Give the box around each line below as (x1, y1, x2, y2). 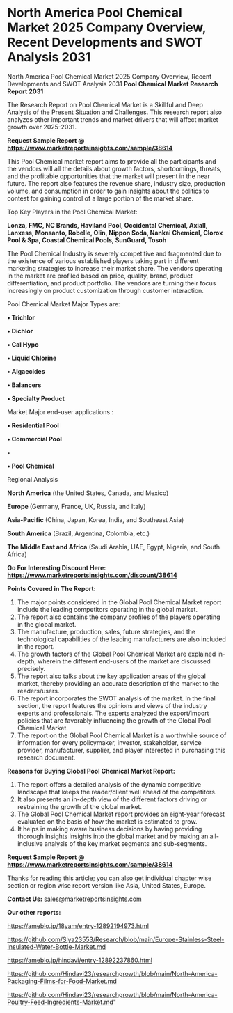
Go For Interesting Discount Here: (7, 563, 106, 572)
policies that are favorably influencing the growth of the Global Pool (17, 716, 211, 725)
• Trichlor (7, 313, 35, 322)
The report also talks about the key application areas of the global (17, 672, 207, 680)
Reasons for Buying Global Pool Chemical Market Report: (7, 767, 176, 775)
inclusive (17, 839, 43, 847)
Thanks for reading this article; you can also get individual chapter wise (7, 874, 212, 882)
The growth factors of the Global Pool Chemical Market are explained (17, 650, 216, 658)
